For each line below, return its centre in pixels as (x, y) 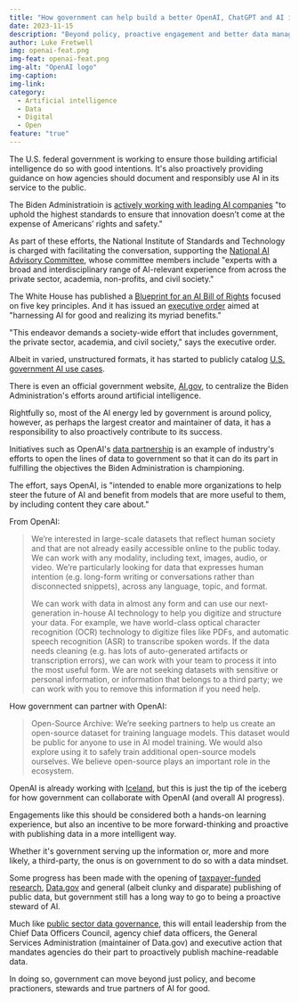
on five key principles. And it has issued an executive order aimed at (134, 305)
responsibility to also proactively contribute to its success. (116, 431)
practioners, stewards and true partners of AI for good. (110, 988)
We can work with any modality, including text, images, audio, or (149, 558)
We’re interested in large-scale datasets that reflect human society (153, 538)
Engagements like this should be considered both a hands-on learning (138, 815)
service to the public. (48, 187)
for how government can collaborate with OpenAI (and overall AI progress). (147, 797)
